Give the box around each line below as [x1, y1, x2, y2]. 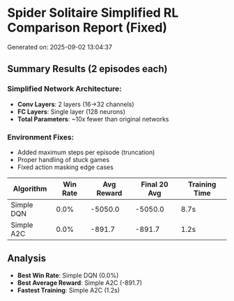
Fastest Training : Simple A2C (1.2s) [17, 286, 120, 294]
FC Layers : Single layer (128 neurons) [17, 107, 126, 116]
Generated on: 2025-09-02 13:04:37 [7, 43, 113, 51]
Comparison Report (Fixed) [7, 20, 168, 36]
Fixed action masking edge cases [17, 163, 114, 171]
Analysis [7, 253, 47, 265]
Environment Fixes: [7, 132, 75, 142]
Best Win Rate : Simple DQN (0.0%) [17, 271, 119, 279]
